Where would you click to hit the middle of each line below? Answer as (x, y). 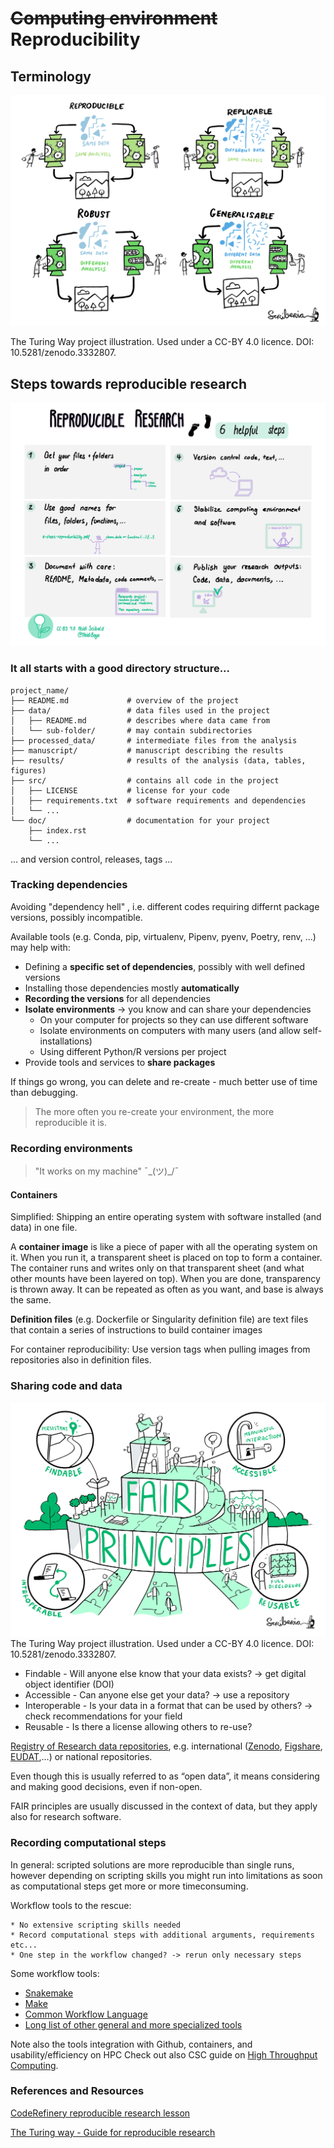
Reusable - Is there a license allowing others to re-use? (138, 1727)
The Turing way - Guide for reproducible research (113, 2132)
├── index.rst (57, 830)
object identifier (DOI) (69, 1684)
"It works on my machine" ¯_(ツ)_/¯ (107, 1171)
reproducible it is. (71, 1122)
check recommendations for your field (103, 1716)
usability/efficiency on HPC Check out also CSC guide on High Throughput (164, 2054)
